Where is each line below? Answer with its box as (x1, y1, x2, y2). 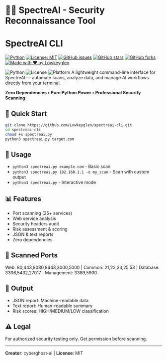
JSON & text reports (12, 231, 54, 237)
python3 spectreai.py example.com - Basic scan (12, 164, 111, 170)
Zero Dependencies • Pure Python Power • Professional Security (5, 90, 141, 96)
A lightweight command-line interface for (71, 69, 156, 75)
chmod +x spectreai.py (5, 132, 52, 137)
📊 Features (5, 194, 41, 203)
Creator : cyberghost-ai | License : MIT (5, 350, 83, 356)
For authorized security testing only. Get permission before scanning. (5, 336, 148, 342)
